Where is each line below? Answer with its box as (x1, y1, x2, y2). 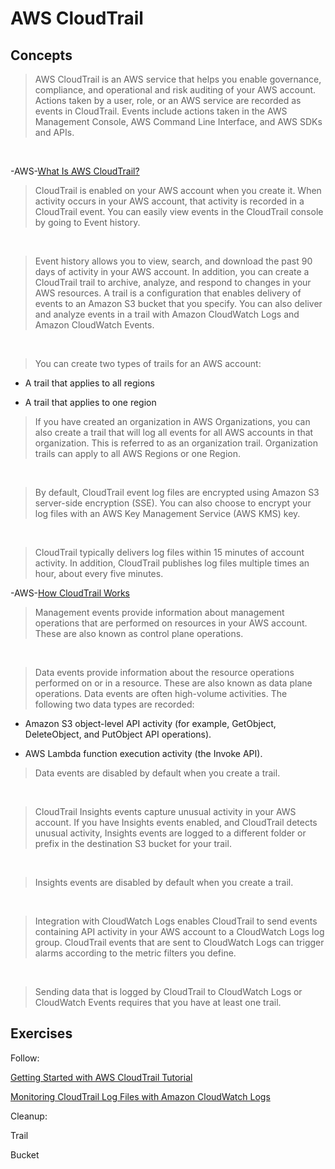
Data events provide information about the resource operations (34, 667, 295, 678)
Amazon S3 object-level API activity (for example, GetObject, (24, 718, 277, 729)
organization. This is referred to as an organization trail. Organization (34, 437, 318, 449)
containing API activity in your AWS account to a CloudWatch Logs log (34, 926, 325, 937)
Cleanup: (10, 1110, 48, 1122)
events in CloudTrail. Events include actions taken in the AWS (34, 105, 288, 117)
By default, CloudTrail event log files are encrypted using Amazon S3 (34, 487, 320, 498)
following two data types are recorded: (34, 698, 195, 710)
